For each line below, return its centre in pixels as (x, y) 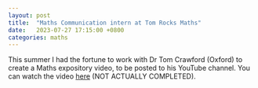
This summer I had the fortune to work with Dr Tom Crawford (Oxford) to (125, 60)
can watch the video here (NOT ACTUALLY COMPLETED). (102, 76)
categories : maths (38, 37)
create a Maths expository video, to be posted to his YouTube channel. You (129, 68)
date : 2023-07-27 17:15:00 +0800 (66, 30)
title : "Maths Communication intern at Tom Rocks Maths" (105, 23)
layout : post (29, 15)
